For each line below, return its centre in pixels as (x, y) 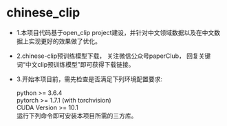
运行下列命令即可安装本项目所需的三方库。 (77, 116)
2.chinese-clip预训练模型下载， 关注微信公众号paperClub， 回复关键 (113, 56)
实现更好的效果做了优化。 (65, 41)
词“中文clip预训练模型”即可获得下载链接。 (75, 64)
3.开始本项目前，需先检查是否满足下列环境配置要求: (89, 79)
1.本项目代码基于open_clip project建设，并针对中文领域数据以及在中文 (115, 32)
